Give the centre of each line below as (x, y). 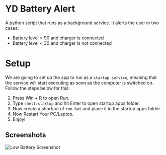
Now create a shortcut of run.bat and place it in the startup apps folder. (87, 108)
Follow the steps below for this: (37, 88)
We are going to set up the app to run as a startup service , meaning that (81, 77)
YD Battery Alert (40, 9)
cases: (12, 28)
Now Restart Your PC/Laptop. (43, 114)
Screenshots (26, 135)
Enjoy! (19, 119)
